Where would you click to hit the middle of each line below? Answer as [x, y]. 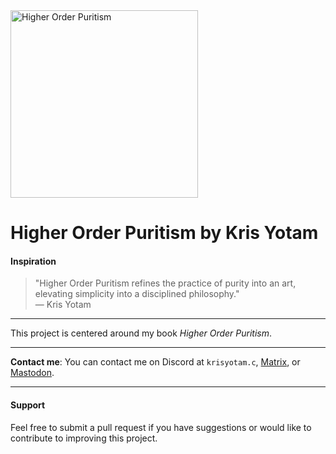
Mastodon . [32, 373]
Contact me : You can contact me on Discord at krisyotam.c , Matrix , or [155, 362]
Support [28, 405]
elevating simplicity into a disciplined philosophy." [137, 294]
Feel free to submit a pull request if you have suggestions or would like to [161, 427]
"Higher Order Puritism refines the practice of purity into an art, [165, 283]
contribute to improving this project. [84, 438]
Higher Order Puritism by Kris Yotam [164, 233]
